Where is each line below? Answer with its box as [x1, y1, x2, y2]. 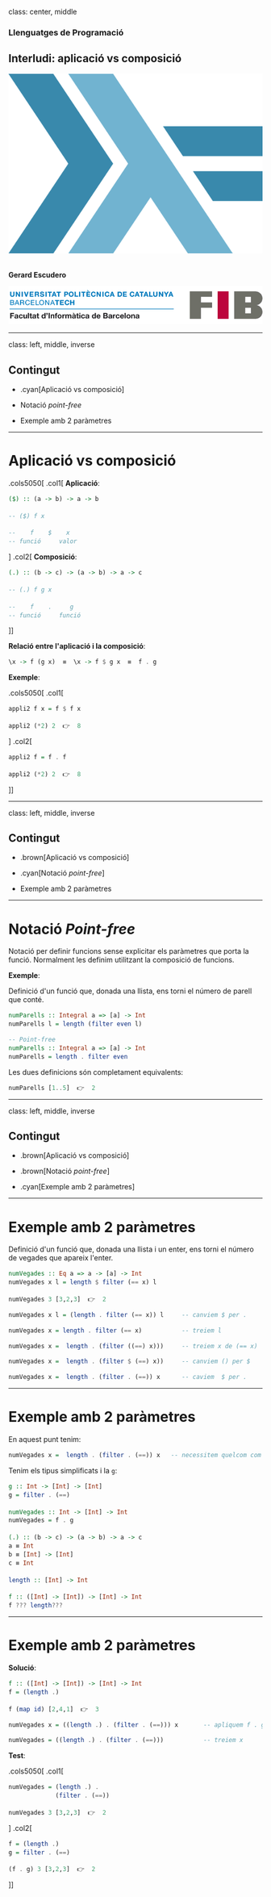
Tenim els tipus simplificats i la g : [8, 1465, 118, 1475]
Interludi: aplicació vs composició [8, 52, 182, 65]
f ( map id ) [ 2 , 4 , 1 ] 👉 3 [8, 1705, 99, 1713]
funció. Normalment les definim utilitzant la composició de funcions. [8, 955, 235, 965]
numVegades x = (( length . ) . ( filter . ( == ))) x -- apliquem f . [8, 1720, 258, 1729]
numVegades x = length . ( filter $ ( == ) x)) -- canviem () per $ [8, 1357, 251, 1366]
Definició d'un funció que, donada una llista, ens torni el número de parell [8, 986, 252, 996]
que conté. [8, 995, 44, 1005]
